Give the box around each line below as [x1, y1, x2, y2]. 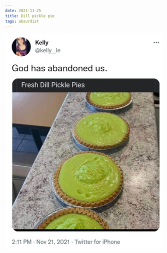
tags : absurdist [5, 19, 39, 24]
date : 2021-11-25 [5, 8, 41, 13]
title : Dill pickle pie [5, 13, 55, 19]
